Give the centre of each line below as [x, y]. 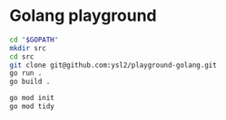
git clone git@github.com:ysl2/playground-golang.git [113, 65]
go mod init [32, 98]
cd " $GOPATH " [34, 40]
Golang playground [83, 16]
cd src [22, 56]
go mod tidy [32, 106]
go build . [30, 82]
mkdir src [28, 48]
